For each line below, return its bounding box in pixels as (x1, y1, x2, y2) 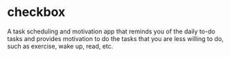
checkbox (7, 4, 66, 20)
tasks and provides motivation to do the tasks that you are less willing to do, (7, 34, 224, 42)
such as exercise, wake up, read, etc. (7, 42, 114, 50)
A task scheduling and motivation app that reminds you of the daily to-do (7, 27, 216, 35)
